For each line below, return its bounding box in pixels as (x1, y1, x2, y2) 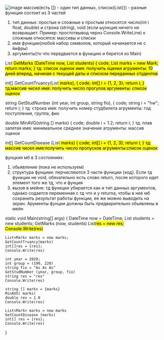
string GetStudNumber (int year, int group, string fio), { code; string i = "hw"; (5, 100, 159, 105)
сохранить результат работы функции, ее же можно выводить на (12, 195, 149, 201)
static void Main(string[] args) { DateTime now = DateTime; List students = (5, 215, 155, 221)
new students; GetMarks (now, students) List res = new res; (5, 221, 124, 226)
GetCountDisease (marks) (5, 313, 56, 317)
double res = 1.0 (5, 295, 41, 300)
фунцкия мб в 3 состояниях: (5, 155, 64, 160)
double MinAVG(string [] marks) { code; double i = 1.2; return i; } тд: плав (5, 120, 153, 126)
